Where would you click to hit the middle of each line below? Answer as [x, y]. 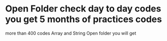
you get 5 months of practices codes [84, 19]
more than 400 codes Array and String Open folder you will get [71, 33]
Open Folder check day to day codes [83, 9]
